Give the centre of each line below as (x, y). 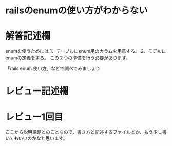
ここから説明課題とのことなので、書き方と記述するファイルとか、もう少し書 (86, 132)
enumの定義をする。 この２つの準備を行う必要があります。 (68, 58)
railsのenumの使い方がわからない (77, 11)
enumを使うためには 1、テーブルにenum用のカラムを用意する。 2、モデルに (86, 51)
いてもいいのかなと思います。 (36, 138)
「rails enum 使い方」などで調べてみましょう (53, 69)
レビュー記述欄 (37, 91)
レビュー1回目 (34, 117)
